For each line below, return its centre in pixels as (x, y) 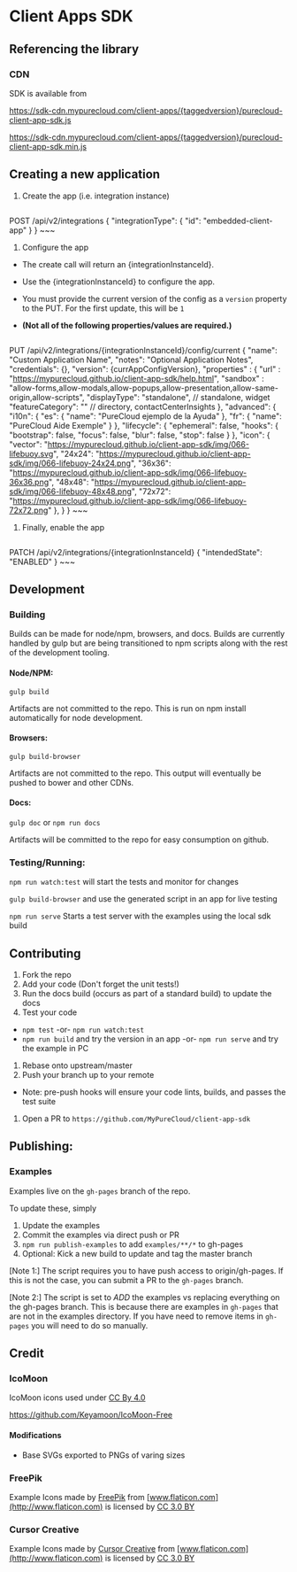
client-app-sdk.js (40, 120)
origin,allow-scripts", (47, 397)
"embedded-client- (238, 221)
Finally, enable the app (63, 527)
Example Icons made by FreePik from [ (80, 1497)
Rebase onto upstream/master (77, 1065)
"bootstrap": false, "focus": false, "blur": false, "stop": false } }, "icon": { (140, 435)
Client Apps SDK (72, 16)
